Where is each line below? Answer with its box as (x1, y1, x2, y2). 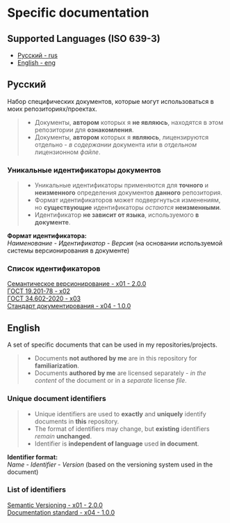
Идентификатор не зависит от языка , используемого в (34, 211, 199, 219)
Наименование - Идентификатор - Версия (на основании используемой (7, 239, 223, 248)
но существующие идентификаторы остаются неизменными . (34, 204, 222, 212)
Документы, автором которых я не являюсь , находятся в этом (34, 118, 224, 126)
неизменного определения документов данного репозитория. (34, 188, 222, 197)
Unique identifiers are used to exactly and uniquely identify (34, 409, 206, 418)
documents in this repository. (34, 417, 120, 425)
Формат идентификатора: (7, 232, 87, 240)
